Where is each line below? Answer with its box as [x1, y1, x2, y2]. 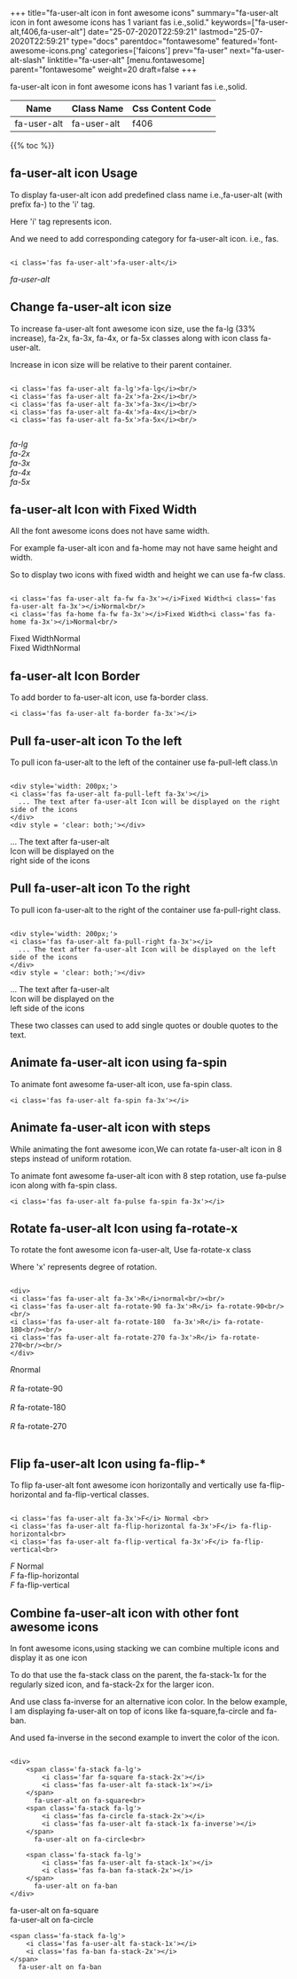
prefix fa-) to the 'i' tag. [10, 199, 96, 210]
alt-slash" [10, 55, 46, 65]
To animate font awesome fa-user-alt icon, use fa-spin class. [10, 1078, 233, 1089]
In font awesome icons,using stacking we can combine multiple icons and [10, 1642, 280, 1653]
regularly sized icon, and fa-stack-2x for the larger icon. [10, 1679, 215, 1689]
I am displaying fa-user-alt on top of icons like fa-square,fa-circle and [10, 1705, 265, 1716]
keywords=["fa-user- [210, 17, 289, 28]
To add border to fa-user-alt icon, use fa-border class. [10, 692, 209, 703]
